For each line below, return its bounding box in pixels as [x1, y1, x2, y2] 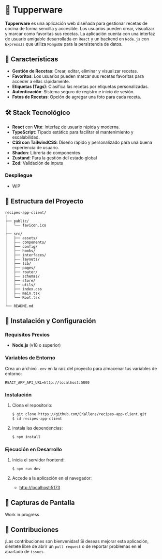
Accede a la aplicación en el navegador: [12, 475, 92, 481]
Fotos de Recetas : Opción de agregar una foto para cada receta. [12, 94, 141, 100]
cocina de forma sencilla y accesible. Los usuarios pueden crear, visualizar [5, 25, 155, 31]
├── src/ [5, 231, 23, 236]
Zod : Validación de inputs [12, 160, 63, 166]
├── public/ [5, 219, 29, 223]
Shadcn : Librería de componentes [12, 150, 81, 155]
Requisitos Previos [5, 331, 50, 338]
